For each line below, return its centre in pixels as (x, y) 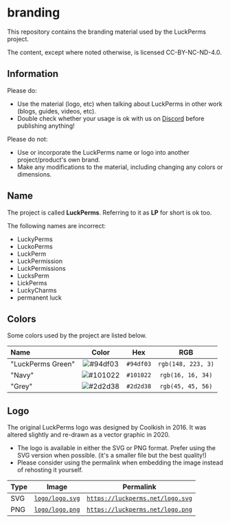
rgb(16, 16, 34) (186, 375)
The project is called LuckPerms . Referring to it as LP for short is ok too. (110, 212)
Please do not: (27, 139)
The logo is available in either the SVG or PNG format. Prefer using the (116, 448)
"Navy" (22, 375)
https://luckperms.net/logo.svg (139, 499)
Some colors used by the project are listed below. (77, 335)
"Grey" (22, 386)
